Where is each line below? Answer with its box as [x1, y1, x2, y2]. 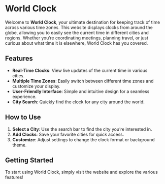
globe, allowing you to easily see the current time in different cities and [5, 30, 149, 35]
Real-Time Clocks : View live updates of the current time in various [12, 67, 148, 73]
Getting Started [5, 156, 54, 164]
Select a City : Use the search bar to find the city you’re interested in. [12, 126, 152, 132]
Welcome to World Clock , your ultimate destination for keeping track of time [5, 19, 160, 25]
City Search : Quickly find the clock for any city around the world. [12, 99, 145, 105]
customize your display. [12, 83, 61, 89]
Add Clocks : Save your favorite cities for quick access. [12, 131, 124, 137]
